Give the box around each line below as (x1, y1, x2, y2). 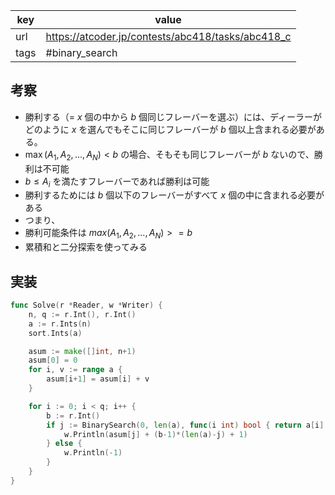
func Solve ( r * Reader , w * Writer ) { (10, 300, 163, 311)
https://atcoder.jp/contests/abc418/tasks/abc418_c (45, 30, 292, 43)
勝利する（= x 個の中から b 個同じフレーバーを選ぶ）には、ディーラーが (24, 110, 322, 123)
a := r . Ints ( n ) (28, 319, 92, 329)
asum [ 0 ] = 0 (28, 355, 78, 366)
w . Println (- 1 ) (63, 448, 123, 458)
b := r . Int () (46, 410, 101, 421)
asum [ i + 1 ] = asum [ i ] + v (46, 374, 150, 384)
